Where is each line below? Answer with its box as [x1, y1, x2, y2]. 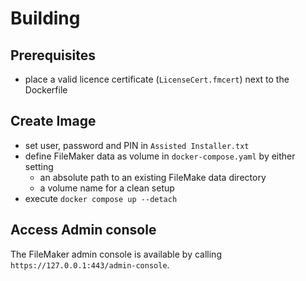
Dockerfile [24, 84, 68, 96]
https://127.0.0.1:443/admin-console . [10, 258, 170, 271]
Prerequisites [10, 47, 96, 64]
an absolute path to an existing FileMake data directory [39, 171, 267, 183]
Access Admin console [10, 222, 157, 239]
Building [10, 7, 81, 30]
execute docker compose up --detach [24, 192, 178, 204]
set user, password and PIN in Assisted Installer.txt [24, 139, 250, 151]
